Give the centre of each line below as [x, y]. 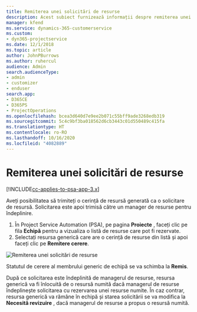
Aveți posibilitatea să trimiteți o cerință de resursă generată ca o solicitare [95, 200]
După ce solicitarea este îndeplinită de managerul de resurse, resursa [91, 278]
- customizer [22, 83]
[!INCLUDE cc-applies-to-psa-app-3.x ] [53, 189]
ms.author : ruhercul [32, 61]
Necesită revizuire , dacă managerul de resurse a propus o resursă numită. [98, 303]
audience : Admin [26, 66]
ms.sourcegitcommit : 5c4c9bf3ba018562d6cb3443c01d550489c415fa [86, 122]
